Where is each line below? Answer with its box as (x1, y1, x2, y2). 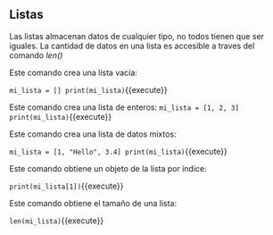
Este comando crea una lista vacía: (9, 67, 138, 78)
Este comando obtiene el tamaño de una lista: (9, 197, 177, 208)
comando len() (9, 49, 63, 61)
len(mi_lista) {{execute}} (9, 214, 104, 226)
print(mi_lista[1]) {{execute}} (9, 180, 124, 191)
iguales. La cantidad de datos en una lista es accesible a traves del (9, 40, 255, 51)
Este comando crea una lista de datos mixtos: (9, 129, 177, 139)
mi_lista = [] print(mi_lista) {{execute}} (9, 84, 168, 95)
